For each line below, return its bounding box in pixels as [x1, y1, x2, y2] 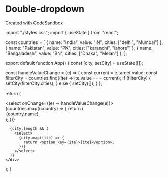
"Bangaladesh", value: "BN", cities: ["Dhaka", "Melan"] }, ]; [5, 50, 127, 56]
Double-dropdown [5, 3, 85, 15]
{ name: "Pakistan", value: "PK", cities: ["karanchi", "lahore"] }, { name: [5, 45, 153, 51]
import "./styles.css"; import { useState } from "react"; [5, 29, 118, 35]
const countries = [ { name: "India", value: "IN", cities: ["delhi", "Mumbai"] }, [5, 39, 163, 46]
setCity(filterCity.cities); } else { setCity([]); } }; [5, 80, 103, 86]
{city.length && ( [10, 126, 49, 131]
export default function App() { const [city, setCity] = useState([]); [5, 60, 143, 66]
